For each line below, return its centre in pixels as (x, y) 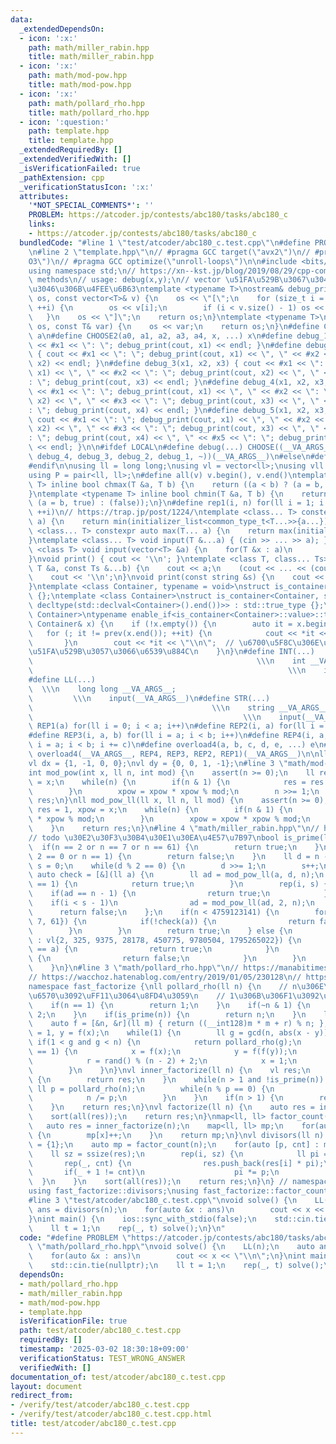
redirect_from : (42, 1396)
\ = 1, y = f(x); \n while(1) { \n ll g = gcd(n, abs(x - (169, 1033)
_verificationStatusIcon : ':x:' (87, 187)
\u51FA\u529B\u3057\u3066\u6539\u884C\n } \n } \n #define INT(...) (171, 652)
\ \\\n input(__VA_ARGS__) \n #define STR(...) (149, 698)
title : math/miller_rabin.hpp (91, 57)
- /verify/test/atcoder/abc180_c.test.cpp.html (111, 1414)
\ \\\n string (151, 707)
